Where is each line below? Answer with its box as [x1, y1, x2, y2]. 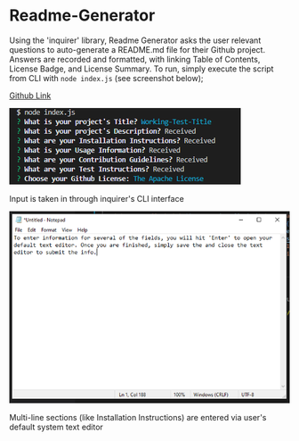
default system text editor [9, 421, 104, 433]
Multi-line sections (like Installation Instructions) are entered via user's [9, 412, 267, 423]
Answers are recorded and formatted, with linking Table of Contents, [9, 54, 261, 64]
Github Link [9, 90, 52, 101]
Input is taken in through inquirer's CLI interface [9, 193, 184, 204]
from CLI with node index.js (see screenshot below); [9, 72, 204, 83]
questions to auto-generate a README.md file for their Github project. [9, 44, 265, 54]
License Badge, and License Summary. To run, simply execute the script [9, 63, 274, 74]
